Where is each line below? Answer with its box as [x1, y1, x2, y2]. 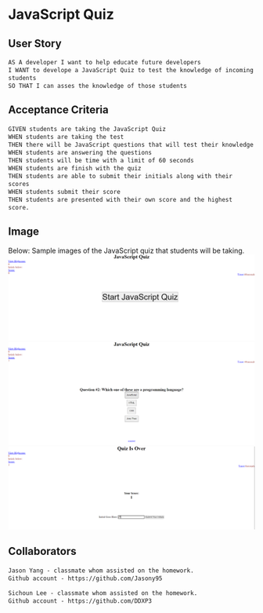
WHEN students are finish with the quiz [8, 164, 142, 172]
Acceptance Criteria [8, 104, 109, 117]
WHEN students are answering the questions [8, 148, 153, 156]
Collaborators [8, 545, 77, 558]
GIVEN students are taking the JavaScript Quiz [8, 125, 167, 133]
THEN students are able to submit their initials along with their [8, 172, 233, 180]
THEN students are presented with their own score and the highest [8, 195, 233, 203]
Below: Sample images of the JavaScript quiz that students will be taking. [8, 246, 245, 255]
